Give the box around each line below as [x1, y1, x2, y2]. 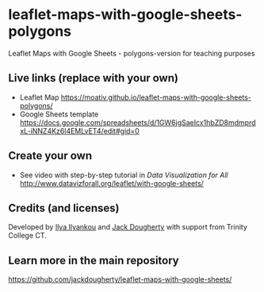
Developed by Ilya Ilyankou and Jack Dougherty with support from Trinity [8, 222, 248, 232]
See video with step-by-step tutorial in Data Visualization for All [19, 170, 228, 180]
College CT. [8, 231, 48, 241]
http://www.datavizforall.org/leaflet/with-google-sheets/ [19, 178, 205, 188]
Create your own [8, 149, 93, 163]
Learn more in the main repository [8, 253, 180, 267]
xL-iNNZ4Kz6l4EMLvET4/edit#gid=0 [19, 126, 140, 135]
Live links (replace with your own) [8, 71, 178, 85]
